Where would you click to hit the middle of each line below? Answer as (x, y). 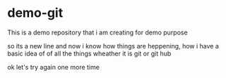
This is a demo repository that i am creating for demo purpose (98, 32)
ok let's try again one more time (54, 67)
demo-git (35, 13)
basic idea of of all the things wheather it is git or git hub (89, 53)
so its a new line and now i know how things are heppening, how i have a (113, 46)
